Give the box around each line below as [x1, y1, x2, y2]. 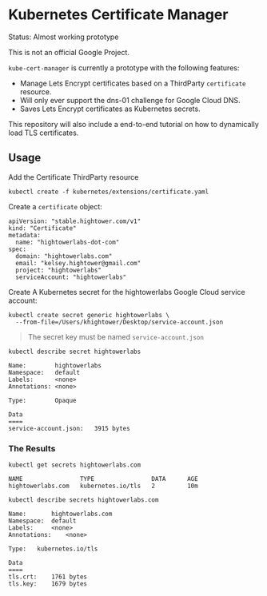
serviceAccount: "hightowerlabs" [15, 273, 127, 281]
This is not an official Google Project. [8, 47, 130, 57]
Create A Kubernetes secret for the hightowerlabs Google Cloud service [8, 287, 245, 296]
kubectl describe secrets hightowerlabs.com [8, 496, 159, 504]
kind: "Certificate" [8, 224, 78, 232]
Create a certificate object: [8, 201, 102, 211]
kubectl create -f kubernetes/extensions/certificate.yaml [8, 188, 209, 196]
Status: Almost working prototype [8, 32, 119, 42]
